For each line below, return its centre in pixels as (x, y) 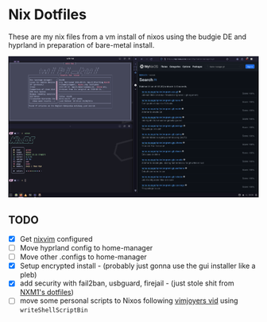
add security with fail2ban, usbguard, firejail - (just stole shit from (127, 283)
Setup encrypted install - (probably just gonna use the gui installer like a (137, 266)
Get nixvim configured (56, 239)
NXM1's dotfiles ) (46, 293)
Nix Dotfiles (48, 15)
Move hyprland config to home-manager (86, 248)
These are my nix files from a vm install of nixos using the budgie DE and (128, 37)
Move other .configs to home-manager (83, 257)
